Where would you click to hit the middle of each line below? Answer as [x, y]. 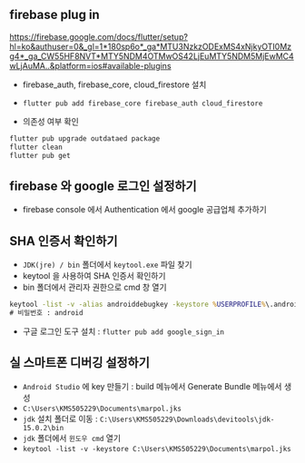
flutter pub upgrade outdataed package [85, 138]
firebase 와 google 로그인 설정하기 [103, 186]
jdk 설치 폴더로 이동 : [60, 419]
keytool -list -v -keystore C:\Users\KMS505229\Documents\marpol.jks [157, 448]
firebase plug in [54, 15]
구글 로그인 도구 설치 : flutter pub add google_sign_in [123, 331]
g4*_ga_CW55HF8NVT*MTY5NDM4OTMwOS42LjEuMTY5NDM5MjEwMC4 [152, 56]
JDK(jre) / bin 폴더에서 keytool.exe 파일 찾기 [107, 265]
